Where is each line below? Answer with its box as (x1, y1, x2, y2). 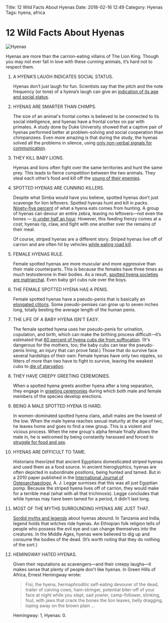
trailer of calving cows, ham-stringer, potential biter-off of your (25, 586, 155, 592)
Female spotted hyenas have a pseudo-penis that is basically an (12, 296, 145, 302)
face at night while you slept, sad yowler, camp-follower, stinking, (25, 592, 160, 598)
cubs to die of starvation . (12, 363, 65, 369)
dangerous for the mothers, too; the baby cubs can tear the (12, 342, 135, 348)
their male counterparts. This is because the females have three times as (12, 266, 163, 272)
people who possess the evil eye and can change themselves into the (12, 525, 156, 531)
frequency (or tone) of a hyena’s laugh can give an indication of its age (12, 88, 159, 94)
